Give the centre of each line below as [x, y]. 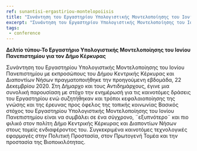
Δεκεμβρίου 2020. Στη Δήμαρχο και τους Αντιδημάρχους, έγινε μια [88, 86]
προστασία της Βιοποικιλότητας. [46, 142]
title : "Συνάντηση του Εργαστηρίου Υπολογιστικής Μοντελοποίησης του [93, 17]
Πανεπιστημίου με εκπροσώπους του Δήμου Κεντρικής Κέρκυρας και [90, 74]
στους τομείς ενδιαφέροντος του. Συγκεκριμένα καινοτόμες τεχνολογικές [97, 130]
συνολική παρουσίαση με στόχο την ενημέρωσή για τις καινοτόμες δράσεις [98, 92]
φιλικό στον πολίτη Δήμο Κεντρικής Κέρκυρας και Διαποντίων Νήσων [91, 123]
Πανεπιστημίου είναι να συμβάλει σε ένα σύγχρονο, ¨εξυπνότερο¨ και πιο [97, 117]
